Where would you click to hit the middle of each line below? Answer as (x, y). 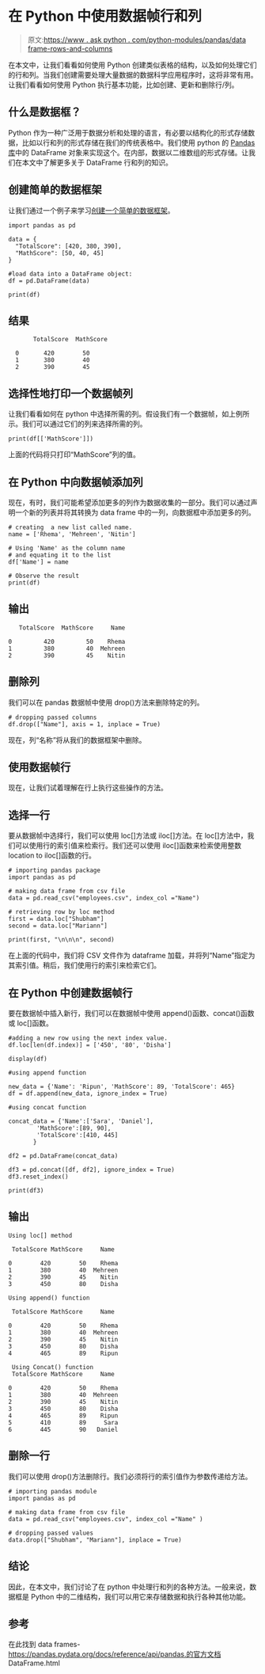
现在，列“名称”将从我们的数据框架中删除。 (77, 740)
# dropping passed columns (53, 717)
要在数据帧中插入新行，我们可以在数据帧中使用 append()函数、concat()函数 (131, 1014)
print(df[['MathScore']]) (51, 439)
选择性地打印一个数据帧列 (70, 393)
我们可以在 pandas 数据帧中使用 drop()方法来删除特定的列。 (106, 702)
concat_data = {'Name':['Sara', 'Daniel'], (81, 1121)
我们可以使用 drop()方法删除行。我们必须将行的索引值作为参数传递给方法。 (130, 1476)
